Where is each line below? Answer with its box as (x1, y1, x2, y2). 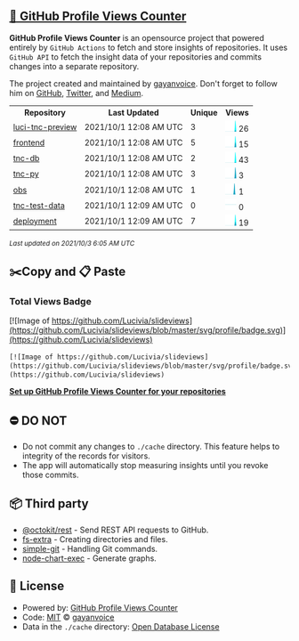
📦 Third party (9, 496, 89, 512)
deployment (12, 215, 57, 227)
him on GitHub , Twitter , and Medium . (9, 87, 144, 98)
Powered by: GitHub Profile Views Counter (21, 602, 178, 613)
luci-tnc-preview (12, 121, 77, 132)
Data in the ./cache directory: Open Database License (21, 621, 220, 632)
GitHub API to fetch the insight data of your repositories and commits (9, 51, 263, 62)
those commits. (21, 469, 79, 481)
